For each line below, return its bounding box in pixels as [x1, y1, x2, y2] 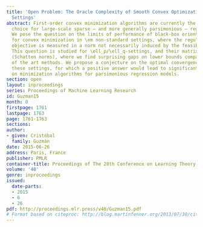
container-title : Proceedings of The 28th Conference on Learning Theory [6, 161, 196, 167]
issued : [6, 178, 26, 184]
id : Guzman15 [6, 93, 39, 99]
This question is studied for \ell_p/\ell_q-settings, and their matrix [11, 48, 199, 54]
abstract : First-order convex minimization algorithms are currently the [6, 20, 196, 26]
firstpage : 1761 [6, 104, 47, 111]
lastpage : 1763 [6, 110, 45, 116]
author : [6, 127, 26, 133]
